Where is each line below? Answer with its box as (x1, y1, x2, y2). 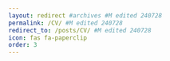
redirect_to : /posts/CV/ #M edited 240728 (8, 26, 152, 34)
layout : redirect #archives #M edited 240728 (8, 11, 162, 20)
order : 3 (8, 41, 38, 49)
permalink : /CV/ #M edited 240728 (8, 19, 124, 27)
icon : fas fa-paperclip (8, 33, 88, 42)
